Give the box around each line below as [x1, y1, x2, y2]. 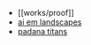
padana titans [17, 26, 68, 36]
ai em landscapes [17, 17, 82, 27]
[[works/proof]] [17, 8, 75, 18]
